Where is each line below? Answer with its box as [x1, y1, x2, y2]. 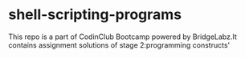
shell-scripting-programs [8, 6, 182, 24]
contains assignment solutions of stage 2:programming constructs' [8, 40, 231, 49]
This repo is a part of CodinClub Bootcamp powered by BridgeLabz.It [8, 32, 237, 41]
